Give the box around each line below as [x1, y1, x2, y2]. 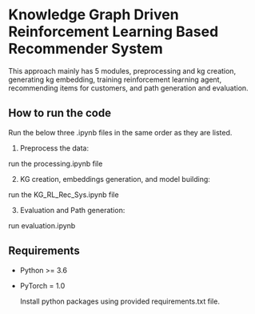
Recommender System [8, 40, 164, 58]
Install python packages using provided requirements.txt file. [19, 296, 220, 306]
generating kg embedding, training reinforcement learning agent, [8, 74, 222, 84]
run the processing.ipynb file [8, 159, 103, 168]
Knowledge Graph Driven [8, 6, 179, 24]
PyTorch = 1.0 [19, 280, 66, 290]
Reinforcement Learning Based [8, 22, 219, 41]
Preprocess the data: [19, 143, 90, 153]
